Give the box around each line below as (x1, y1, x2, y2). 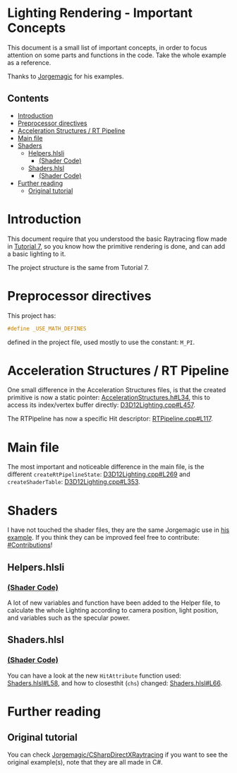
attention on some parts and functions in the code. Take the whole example (7, 51, 227, 59)
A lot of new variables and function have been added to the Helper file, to (7, 598, 221, 607)
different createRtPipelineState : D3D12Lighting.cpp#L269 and (7, 470, 190, 478)
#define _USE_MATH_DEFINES (7, 325, 87, 332)
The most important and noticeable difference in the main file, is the (7, 463, 205, 471)
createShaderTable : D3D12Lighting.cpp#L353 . (7, 478, 141, 486)
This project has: (7, 311, 56, 319)
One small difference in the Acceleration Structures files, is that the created (7, 386, 226, 394)
